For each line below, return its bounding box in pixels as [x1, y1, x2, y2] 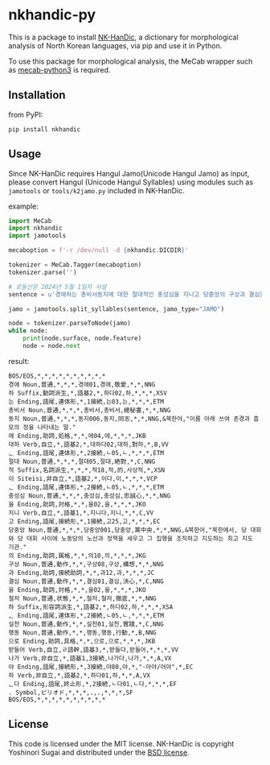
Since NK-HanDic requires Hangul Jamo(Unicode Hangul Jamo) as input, [8, 168, 250, 178]
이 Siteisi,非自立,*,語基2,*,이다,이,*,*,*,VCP [8, 474, 158, 482]
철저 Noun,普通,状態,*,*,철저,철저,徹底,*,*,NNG [8, 594, 157, 602]
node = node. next [22, 342, 81, 350]
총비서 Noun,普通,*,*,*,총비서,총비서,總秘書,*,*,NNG [8, 406, 171, 414]
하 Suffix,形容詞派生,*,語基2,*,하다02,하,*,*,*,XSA [8, 602, 174, 611]
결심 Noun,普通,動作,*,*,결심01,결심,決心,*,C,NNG [8, 577, 164, 585]
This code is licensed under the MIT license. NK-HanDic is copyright [8, 738, 235, 748]
